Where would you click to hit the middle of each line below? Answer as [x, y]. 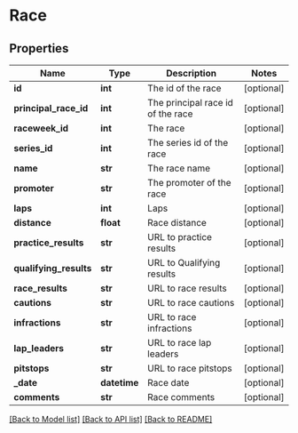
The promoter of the [190, 183]
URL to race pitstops [190, 368]
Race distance [177, 223]
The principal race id [190, 103]
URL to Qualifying [184, 263]
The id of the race [184, 88]
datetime [120, 383]
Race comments [181, 397]
